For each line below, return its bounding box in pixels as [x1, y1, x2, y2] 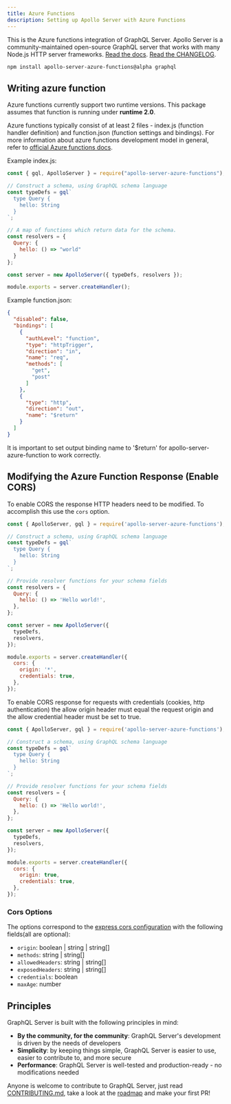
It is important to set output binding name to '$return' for [7, 444, 167, 452]
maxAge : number [16, 980, 62, 988]
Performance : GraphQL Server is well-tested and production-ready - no [16, 1061, 222, 1069]
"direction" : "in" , [25, 348, 81, 355]
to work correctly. [50, 450, 101, 459]
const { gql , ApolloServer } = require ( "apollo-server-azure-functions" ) [7, 170, 223, 177]
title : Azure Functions [7, 10, 76, 17]
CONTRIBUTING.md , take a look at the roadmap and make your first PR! [7, 1089, 211, 1097]
